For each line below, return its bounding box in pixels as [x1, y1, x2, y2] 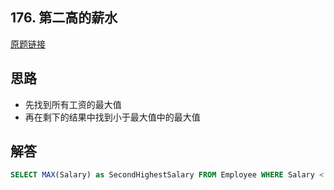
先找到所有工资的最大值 [24, 98, 122, 110]
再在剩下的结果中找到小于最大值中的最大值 [24, 111, 201, 123]
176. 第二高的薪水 [10, 9, 118, 27]
